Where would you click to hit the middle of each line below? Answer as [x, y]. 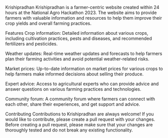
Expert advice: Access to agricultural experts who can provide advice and [82, 84]
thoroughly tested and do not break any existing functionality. [69, 130]
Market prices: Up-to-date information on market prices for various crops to [84, 68]
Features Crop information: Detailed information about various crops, [77, 33]
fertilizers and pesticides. [32, 44]
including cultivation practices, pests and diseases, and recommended [79, 38]
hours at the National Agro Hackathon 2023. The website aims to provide [81, 13]
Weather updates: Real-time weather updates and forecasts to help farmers [84, 53]
